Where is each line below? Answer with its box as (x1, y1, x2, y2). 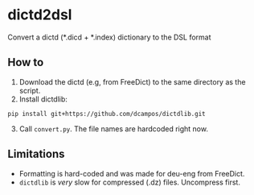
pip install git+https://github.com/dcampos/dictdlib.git (7, 110, 206, 118)
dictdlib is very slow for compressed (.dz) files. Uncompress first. (18, 177, 240, 187)
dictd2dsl (7, 6, 72, 24)
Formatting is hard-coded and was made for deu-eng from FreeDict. (18, 168, 245, 178)
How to (7, 56, 44, 69)
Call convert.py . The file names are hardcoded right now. (18, 123, 208, 134)
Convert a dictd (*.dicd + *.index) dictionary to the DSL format (7, 32, 211, 42)
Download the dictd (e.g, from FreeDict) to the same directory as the (18, 77, 246, 86)
